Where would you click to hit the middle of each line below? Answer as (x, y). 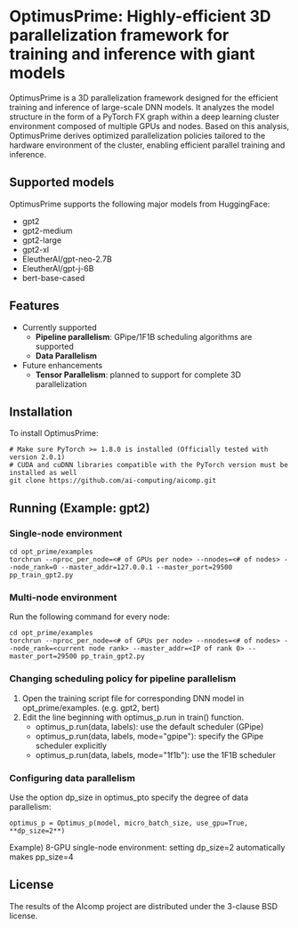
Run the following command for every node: (90, 617)
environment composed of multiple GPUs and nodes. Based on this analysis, (149, 125)
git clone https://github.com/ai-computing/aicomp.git (113, 481)
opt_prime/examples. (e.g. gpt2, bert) (91, 707)
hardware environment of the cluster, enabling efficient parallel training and (147, 145)
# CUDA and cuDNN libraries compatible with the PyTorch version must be (149, 465)
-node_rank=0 (33, 568)
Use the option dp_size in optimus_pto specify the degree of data (129, 797)
